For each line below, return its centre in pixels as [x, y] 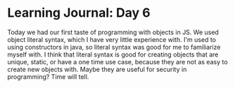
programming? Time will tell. [48, 76]
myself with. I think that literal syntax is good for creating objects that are [113, 54]
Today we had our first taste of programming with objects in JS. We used [113, 32]
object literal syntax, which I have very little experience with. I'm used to [112, 39]
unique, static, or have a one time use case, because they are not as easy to [118, 61]
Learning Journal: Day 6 [79, 13]
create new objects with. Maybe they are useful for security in [97, 69]
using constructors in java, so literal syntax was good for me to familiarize [114, 47]
